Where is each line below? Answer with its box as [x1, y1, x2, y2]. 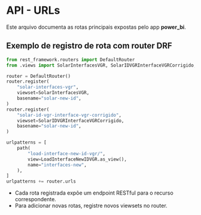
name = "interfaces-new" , [28, 162, 87, 168]
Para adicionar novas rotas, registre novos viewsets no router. [14, 202, 167, 210]
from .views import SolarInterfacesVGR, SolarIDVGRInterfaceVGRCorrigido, [6, 62, 197, 68]
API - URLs [6, 4, 60, 17]
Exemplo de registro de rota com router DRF [6, 41, 172, 51]
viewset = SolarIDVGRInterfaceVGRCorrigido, [17, 117, 124, 123]
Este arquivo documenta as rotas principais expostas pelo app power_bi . [6, 23, 187, 31]
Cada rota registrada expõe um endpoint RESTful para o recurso [14, 189, 173, 196]
